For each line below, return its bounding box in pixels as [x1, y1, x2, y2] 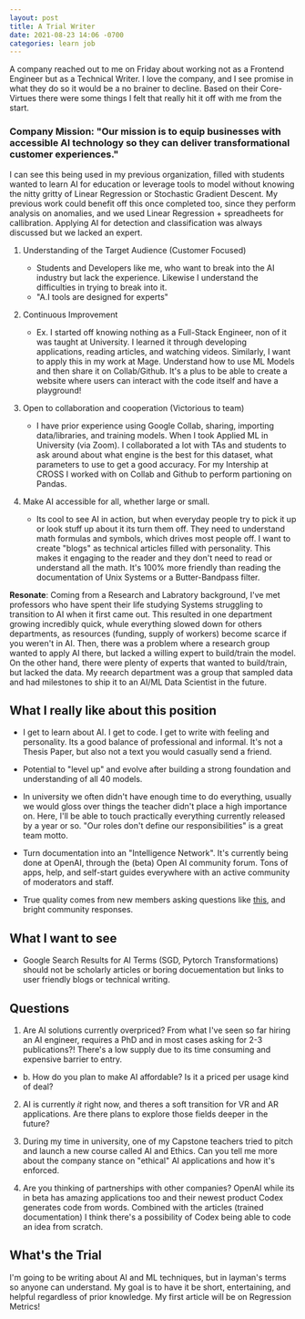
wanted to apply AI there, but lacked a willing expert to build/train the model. [9, 647, 296, 658]
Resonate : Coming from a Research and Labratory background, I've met [9, 589, 280, 600]
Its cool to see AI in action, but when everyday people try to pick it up [36, 513, 297, 524]
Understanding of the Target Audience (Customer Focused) [22, 244, 247, 255]
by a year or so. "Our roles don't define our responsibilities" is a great [22, 820, 284, 831]
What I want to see [9, 931, 117, 946]
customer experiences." [9, 148, 119, 160]
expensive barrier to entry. [22, 1054, 123, 1065]
